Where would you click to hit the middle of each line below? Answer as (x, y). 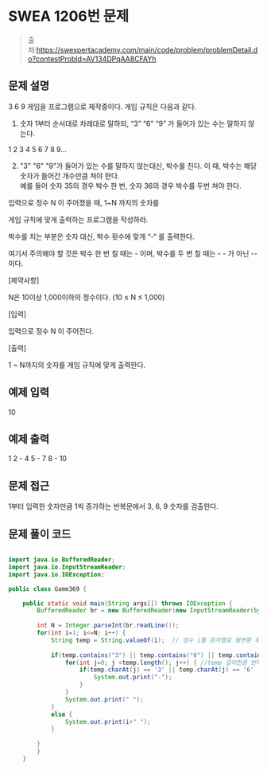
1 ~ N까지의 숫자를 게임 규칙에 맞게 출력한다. (77, 365)
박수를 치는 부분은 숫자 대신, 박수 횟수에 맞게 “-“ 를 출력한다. (101, 236)
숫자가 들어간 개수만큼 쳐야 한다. (70, 175)
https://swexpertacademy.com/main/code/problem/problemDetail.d (147, 49)
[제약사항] (24, 280)
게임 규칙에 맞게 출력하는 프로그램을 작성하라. (78, 219)
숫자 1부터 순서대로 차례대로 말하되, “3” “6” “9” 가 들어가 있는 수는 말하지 (133, 123)
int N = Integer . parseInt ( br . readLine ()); (108, 626)
